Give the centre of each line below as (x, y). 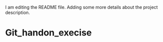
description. (18, 12)
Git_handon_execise (49, 33)
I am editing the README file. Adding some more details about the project (81, 7)
